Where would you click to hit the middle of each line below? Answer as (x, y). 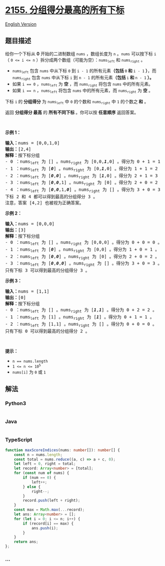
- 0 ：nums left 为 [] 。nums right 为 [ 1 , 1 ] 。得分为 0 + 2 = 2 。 (81, 310)
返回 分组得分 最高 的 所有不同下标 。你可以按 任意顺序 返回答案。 (72, 112)
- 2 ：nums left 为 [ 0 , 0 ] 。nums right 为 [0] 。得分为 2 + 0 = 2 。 (82, 257)
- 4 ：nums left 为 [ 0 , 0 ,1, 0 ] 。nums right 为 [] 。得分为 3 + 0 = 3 (83, 190)
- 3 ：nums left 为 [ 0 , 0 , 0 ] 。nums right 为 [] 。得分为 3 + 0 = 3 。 (84, 264)
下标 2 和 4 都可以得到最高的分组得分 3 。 (51, 196)
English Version (21, 24)
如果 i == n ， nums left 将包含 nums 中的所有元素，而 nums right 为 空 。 (82, 91)
